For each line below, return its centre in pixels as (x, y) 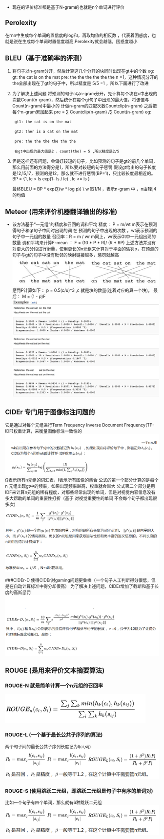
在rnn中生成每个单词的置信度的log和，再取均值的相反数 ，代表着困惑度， (79, 35)
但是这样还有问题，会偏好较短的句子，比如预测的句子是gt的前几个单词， (85, 161)
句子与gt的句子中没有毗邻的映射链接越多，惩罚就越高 (65, 255)
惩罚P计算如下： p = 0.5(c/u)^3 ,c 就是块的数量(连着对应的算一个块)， (82, 290)
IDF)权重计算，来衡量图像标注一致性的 (43, 431)
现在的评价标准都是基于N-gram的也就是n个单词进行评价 (68, 7)
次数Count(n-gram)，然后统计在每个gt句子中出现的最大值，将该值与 (81, 100)
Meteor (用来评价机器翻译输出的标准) (61, 212)
